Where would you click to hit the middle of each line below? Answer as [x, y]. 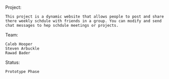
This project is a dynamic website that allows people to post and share [85, 17]
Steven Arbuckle [22, 49]
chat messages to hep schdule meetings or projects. [62, 25]
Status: [13, 62]
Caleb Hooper [19, 44]
